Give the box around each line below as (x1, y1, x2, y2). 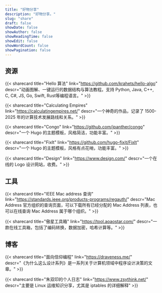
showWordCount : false (5, 43, 49, 48)
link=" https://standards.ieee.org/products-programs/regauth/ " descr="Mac (5, 196, 156, 202)
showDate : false (5, 25, 38, 30)
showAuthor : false (5, 30, 42, 34)
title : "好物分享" (5, 7, 40, 12)
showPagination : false (5, 48, 51, 52)
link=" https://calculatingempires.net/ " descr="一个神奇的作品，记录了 (5, 108, 144, 114)
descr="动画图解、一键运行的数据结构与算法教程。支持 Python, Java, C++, (5, 87, 154, 93)
